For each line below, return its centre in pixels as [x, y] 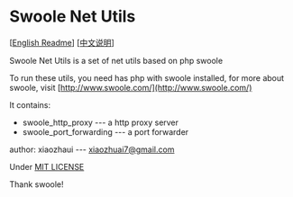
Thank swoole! [37, 184]
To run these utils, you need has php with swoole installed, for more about [147, 77]
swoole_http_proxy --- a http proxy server [100, 122]
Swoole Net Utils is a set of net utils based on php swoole [116, 60]
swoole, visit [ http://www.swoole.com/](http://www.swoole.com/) [131, 87]
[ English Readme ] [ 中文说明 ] [62, 42]
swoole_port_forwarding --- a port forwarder [105, 131]
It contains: [30, 104]
